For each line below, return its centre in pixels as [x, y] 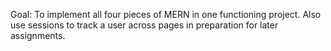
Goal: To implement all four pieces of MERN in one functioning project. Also [166, 14]
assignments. [38, 35]
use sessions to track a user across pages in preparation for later [144, 25]
